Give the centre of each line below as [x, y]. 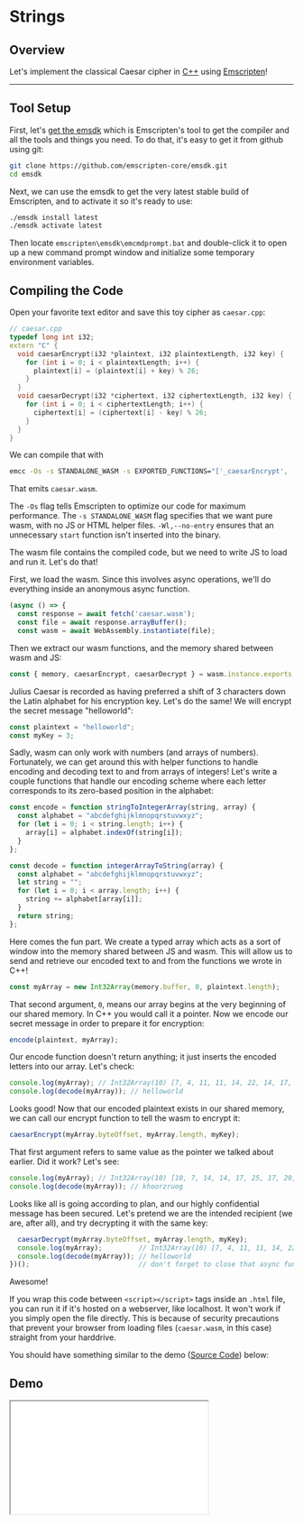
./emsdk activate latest [56, 226]
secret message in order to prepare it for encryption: [107, 1023]
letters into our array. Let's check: [72, 1067]
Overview [37, 50]
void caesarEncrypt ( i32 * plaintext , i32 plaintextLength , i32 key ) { [151, 353]
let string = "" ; [50, 882]
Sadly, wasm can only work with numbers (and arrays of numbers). [134, 753]
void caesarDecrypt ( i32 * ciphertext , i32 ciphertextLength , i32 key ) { [155, 396]
